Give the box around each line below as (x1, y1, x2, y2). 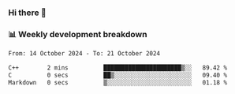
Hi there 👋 (8, 7, 47, 18)
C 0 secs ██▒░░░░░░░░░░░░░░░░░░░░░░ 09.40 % (8, 71, 227, 79)
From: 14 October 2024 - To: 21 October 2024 (8, 50, 160, 58)
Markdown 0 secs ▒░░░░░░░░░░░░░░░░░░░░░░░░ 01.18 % (8, 78, 227, 86)
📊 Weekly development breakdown (8, 28, 147, 39)
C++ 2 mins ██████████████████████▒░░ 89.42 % (8, 64, 227, 72)
